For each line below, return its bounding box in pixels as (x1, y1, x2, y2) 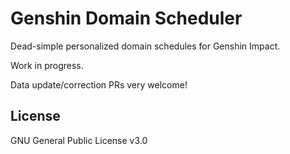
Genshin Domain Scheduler (10, 7, 243, 30)
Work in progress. (10, 59, 84, 71)
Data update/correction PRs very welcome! (10, 78, 188, 91)
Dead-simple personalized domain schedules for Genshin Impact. (10, 40, 281, 52)
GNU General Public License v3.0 (10, 134, 148, 146)
